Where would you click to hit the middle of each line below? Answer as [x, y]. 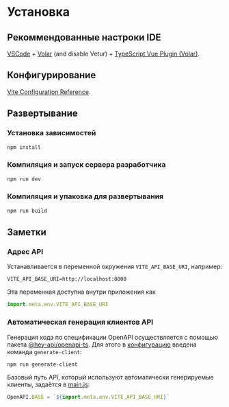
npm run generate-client [42, 364]
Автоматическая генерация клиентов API [80, 322]
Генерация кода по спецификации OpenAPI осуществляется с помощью [113, 337]
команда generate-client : [44, 351]
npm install [24, 147]
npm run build [27, 211]
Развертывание [42, 114]
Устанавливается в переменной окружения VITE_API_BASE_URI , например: [115, 267]
